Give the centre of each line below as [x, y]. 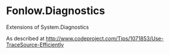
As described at [25, 38]
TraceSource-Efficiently [35, 45]
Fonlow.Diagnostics [55, 11]
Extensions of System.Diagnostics [48, 27]
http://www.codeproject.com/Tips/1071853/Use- [105, 38]
